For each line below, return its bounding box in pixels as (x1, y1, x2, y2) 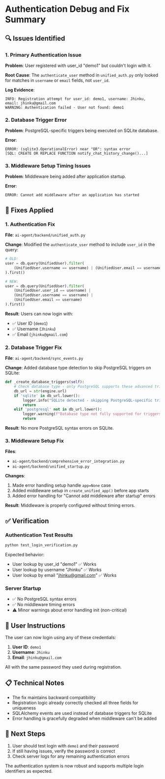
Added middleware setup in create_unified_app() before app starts (12, 488, 149, 494)
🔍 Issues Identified (5, 34, 65, 42)
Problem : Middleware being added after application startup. (5, 173, 126, 179)
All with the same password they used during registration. (5, 664, 122, 670)
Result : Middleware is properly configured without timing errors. (5, 503, 136, 508)
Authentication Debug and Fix (5, 3, 130, 15)
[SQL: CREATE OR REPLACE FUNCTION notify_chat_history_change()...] (5, 151, 148, 156)
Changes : (5, 473, 26, 479)
